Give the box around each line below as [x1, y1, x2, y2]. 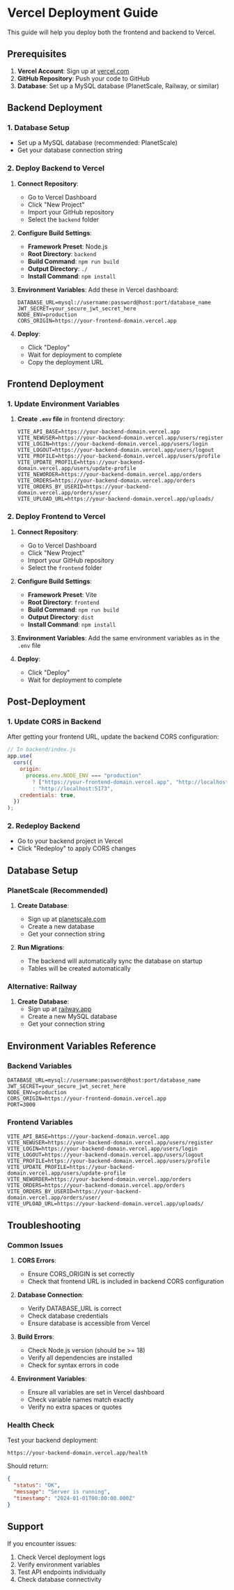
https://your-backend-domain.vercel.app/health [7, 1450, 148, 1457]
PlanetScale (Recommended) [7, 885, 109, 895]
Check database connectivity [17, 1575, 102, 1583]
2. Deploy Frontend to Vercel [7, 512, 106, 522]
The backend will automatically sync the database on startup [27, 957, 203, 965]
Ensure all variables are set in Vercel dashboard [27, 1388, 165, 1397]
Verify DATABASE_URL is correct [27, 1304, 122, 1313]
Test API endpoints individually [17, 1568, 106, 1576]
